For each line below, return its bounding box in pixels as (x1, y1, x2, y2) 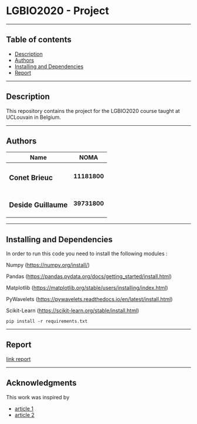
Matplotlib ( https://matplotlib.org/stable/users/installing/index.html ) (6, 284, 168, 292)
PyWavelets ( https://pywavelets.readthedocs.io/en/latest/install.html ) (6, 296, 173, 303)
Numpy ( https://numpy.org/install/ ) (6, 262, 90, 269)
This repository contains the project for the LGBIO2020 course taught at (6, 107, 180, 114)
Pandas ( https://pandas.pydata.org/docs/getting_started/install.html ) (6, 273, 172, 280)
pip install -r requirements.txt (6, 319, 88, 325)
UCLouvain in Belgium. (6, 113, 62, 121)
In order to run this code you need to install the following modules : (6, 250, 168, 257)
